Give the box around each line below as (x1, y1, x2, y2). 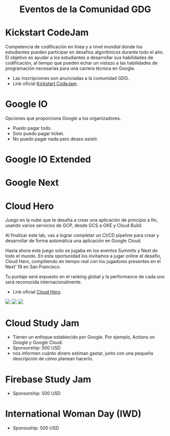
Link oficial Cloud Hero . (12, 289, 62, 295)
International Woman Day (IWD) (5, 408, 142, 420)
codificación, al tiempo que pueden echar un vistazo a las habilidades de (5, 60, 158, 66)
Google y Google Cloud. (12, 339, 63, 345)
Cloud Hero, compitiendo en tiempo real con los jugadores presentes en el (5, 258, 161, 265)
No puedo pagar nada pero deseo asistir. (12, 136, 98, 142)
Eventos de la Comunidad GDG (19, 4, 151, 15)
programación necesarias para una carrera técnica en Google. (5, 65, 135, 72)
